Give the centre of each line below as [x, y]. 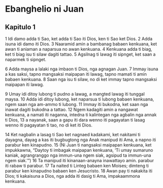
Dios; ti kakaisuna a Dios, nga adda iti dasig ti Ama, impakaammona [72, 176]
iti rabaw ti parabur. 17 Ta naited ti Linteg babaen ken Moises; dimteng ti [77, 166]
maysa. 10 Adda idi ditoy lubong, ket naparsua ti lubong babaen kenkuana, [80, 99]
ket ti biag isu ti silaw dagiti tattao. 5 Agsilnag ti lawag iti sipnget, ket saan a [80, 54]
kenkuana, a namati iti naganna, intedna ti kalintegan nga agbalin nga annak [81, 115]
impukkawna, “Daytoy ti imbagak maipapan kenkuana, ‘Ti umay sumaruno [79, 150]
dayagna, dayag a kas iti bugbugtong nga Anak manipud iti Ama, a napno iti [81, 140]
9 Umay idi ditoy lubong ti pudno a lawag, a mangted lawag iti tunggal [75, 94]
